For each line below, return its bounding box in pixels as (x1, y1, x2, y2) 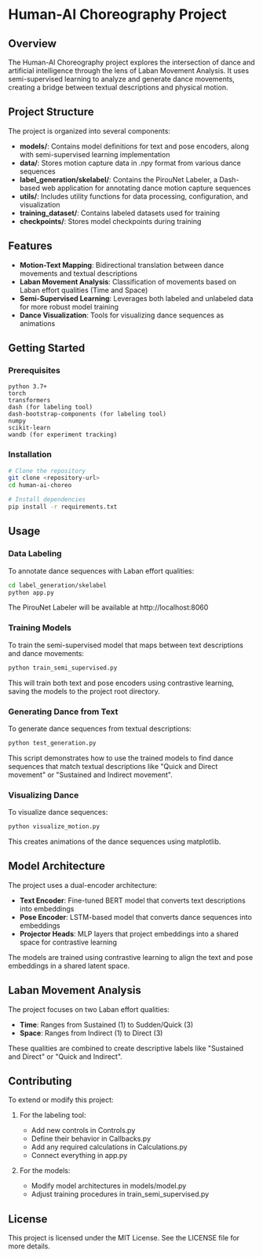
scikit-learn (8, 424, 51, 432)
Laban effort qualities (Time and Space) (19, 285, 148, 295)
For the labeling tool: (19, 1110, 86, 1120)
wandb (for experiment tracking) (8, 431, 118, 439)
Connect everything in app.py (31, 1151, 128, 1160)
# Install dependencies (8, 496, 86, 504)
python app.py (8, 588, 55, 596)
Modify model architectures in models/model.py (31, 1181, 187, 1191)
